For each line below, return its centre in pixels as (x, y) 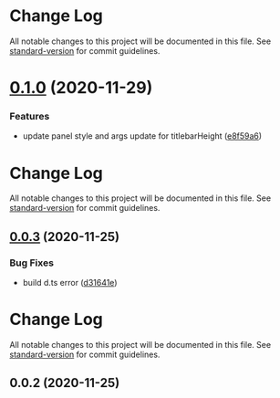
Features (30, 117)
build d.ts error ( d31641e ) (70, 283)
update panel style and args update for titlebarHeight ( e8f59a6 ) (142, 136)
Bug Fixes (32, 263)
